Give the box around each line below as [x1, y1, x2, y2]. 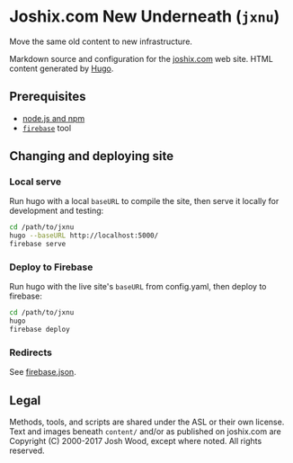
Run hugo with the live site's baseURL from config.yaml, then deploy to [9, 281, 267, 292]
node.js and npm [22, 112, 85, 123]
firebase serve [9, 240, 67, 249]
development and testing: [9, 205, 104, 217]
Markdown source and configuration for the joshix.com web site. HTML [9, 53, 274, 64]
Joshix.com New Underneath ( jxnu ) [9, 6, 280, 27]
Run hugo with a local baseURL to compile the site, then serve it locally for [9, 196, 280, 207]
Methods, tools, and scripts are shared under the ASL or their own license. [9, 416, 285, 428]
